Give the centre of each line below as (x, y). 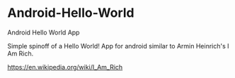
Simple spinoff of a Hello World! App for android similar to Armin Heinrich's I (118, 46)
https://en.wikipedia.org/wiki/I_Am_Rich (65, 67)
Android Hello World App (44, 32)
